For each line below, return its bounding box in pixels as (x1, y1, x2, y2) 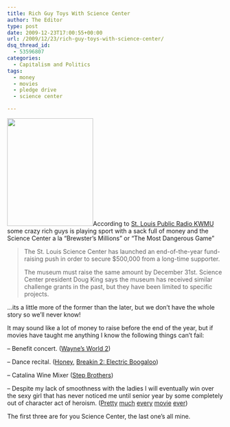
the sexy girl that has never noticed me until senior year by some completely (7, 392, 223, 400)
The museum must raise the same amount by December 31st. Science (23, 268, 222, 276)
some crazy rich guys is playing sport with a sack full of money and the (7, 227, 209, 235)
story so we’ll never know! (7, 310, 81, 319)
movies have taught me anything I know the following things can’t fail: (7, 331, 205, 339)
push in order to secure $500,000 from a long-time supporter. (44, 255, 220, 263)
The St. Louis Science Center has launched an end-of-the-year (23, 248, 203, 255)
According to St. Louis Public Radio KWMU (93, 220, 214, 227)
